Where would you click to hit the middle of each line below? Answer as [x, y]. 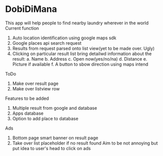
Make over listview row [36, 88]
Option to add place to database [45, 118]
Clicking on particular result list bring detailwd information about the [82, 54]
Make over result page [35, 83]
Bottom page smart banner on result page [55, 138]
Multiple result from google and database [55, 108]
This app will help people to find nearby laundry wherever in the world [77, 23]
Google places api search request [47, 43]
